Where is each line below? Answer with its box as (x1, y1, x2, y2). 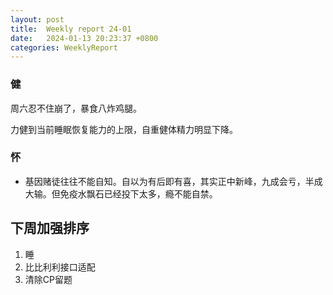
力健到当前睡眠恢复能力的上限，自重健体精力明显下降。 (10, 123, 238, 135)
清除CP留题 (24, 273, 73, 285)
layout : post (10, 14, 65, 25)
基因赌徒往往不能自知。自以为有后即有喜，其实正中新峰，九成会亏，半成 (24, 175, 323, 187)
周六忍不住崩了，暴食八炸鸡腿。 (10, 102, 142, 114)
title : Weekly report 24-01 (10, 24, 132, 34)
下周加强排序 (10, 220, 90, 237)
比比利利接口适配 (24, 261, 96, 273)
